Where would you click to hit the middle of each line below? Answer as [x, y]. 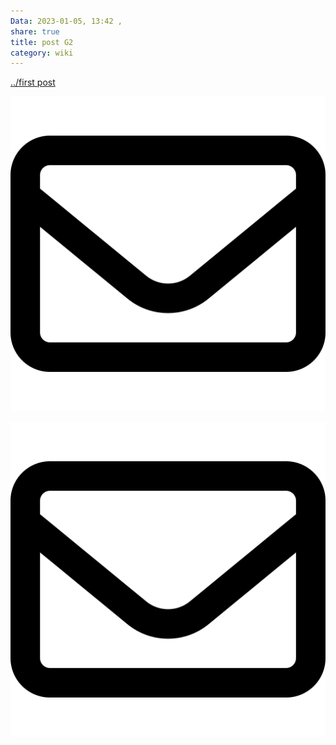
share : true [35, 31]
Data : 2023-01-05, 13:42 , [66, 21]
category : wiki [42, 53]
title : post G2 [42, 42]
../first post [33, 82]
